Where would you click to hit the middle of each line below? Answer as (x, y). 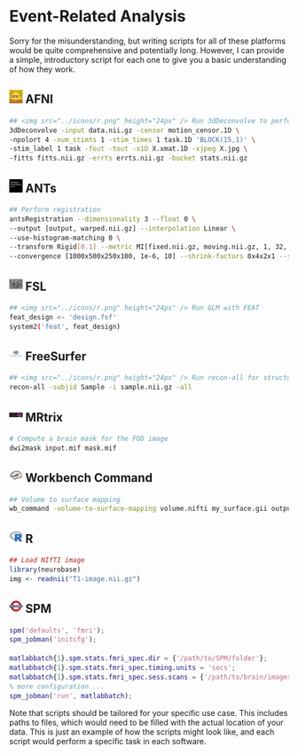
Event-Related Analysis (98, 16)
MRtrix (44, 417)
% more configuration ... (57, 686)
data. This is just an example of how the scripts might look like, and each (142, 731)
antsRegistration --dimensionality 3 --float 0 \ (103, 219)
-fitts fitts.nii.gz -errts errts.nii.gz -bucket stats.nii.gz (129, 158)
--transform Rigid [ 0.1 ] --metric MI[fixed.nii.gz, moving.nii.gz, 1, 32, (149, 247)
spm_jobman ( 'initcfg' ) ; (53, 640)
